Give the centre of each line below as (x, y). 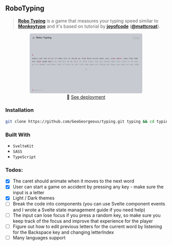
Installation (20, 110)
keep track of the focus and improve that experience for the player (83, 221)
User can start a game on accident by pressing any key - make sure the (88, 187)
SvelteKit (23, 146)
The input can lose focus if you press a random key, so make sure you (87, 215)
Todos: (14, 170)
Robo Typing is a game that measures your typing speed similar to (88, 20)
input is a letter (28, 193)
